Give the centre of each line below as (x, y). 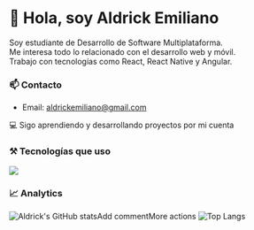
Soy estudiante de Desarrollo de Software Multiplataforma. (116, 42)
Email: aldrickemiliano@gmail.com (84, 107)
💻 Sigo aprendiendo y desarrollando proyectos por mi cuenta (122, 125)
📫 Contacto (35, 85)
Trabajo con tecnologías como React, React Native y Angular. (121, 61)
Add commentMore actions (146, 216)
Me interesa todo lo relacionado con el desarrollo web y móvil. (123, 51)
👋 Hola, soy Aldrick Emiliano (114, 18)
